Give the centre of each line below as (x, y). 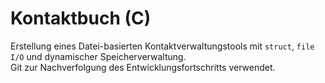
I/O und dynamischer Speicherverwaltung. (98, 56)
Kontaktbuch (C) (81, 18)
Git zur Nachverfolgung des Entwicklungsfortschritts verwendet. (143, 67)
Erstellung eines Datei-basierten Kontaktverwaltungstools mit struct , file (162, 46)
